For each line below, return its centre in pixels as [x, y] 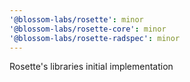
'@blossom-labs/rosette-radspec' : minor [95, 38]
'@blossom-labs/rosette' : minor [76, 19]
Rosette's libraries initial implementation [91, 67]
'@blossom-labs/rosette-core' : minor [88, 29]
